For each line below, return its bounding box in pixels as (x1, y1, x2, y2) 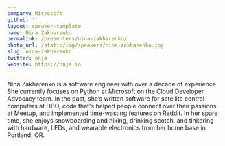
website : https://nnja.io (7, 61, 81, 68)
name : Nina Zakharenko (7, 29, 72, 36)
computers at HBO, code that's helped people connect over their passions (7, 101, 217, 110)
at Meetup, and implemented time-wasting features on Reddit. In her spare (7, 109, 218, 117)
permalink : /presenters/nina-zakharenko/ (7, 36, 128, 42)
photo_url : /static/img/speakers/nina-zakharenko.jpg (7, 42, 165, 49)
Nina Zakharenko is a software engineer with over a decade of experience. (7, 80, 218, 88)
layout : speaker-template (7, 23, 81, 29)
